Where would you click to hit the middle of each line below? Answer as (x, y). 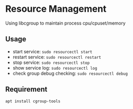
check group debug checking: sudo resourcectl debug (70, 73)
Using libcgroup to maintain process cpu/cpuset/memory (65, 23)
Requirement (26, 89)
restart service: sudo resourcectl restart (57, 57)
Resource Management (56, 9)
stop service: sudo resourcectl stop (51, 62)
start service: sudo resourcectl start (52, 51)
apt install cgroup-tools (33, 101)
